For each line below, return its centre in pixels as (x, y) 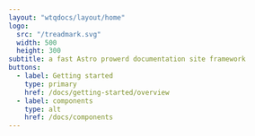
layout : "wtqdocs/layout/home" (67, 17)
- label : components (55, 101)
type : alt (43, 109)
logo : (18, 26)
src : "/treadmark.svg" (59, 34)
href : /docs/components (69, 117)
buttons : (25, 68)
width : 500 (37, 42)
